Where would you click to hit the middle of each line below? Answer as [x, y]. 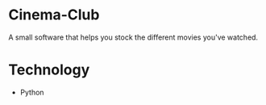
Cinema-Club [54, 15]
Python [32, 92]
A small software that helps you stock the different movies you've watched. [133, 37]
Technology [49, 70]
